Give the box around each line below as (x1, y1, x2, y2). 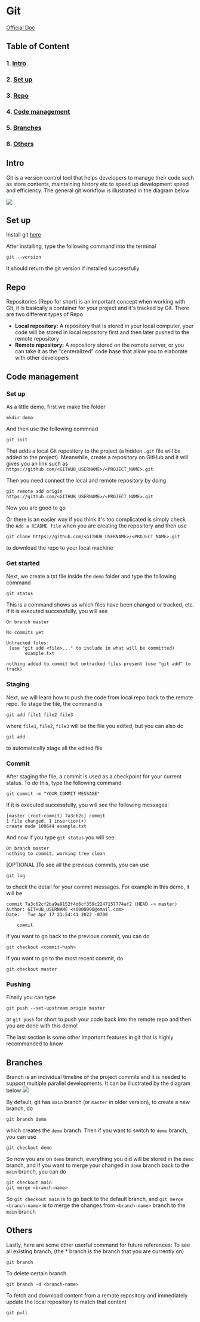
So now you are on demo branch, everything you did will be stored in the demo (6, 1155, 194, 1162)
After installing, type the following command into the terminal (6, 242, 156, 250)
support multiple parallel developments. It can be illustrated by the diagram (6, 1080, 191, 1087)
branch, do (6, 1105, 33, 1112)
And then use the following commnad (6, 425, 99, 432)
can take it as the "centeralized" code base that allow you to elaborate (14, 348, 188, 355)
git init (6, 436, 28, 442)
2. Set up (6, 75, 33, 84)
